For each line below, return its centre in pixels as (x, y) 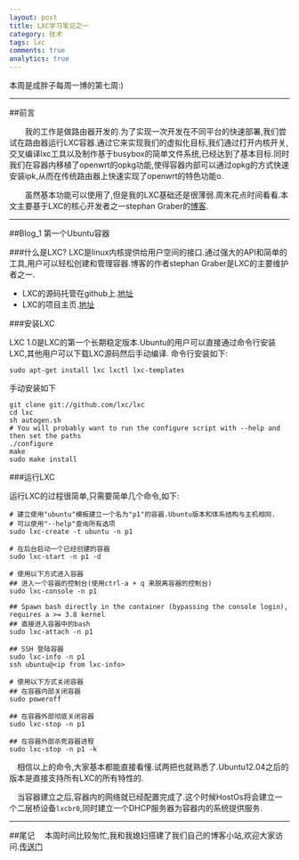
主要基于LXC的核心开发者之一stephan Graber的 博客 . (113, 206)
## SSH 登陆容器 (36, 649)
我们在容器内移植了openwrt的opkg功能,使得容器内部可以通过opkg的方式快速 (149, 165)
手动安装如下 (32, 388)
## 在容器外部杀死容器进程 (52, 742)
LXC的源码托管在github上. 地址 (77, 293)
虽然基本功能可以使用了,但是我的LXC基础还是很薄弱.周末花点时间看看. (153, 195)
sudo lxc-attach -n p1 (51, 632)
